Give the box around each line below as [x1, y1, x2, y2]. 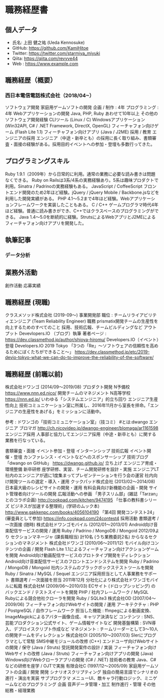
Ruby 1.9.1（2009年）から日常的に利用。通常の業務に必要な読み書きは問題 [5, 171, 156, 177]
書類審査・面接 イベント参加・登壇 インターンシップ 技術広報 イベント [5, 448, 147, 454]
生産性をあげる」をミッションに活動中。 [22, 408, 104, 414]
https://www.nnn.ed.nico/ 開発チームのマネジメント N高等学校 [5, 390, 131, 396]
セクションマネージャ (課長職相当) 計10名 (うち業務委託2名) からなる [10, 534, 149, 540]
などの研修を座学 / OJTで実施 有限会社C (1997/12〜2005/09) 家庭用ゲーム [5, 663, 155, 669]
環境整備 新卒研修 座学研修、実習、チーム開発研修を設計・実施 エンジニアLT [5, 466, 159, 472]
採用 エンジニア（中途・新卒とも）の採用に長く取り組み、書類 [26, 135, 152, 141]
